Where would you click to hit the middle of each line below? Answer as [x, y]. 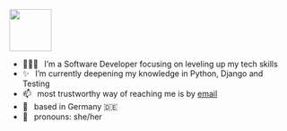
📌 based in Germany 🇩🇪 [70, 106]
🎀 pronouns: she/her [62, 117]
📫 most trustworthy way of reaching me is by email [120, 94]
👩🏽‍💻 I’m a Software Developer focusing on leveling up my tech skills [150, 64]
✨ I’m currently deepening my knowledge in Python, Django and [143, 74]
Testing [36, 83]
